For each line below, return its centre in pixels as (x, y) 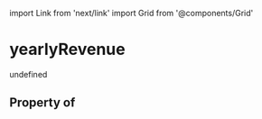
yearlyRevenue (67, 50)
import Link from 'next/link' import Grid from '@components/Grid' (131, 13)
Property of (42, 103)
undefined (28, 74)
